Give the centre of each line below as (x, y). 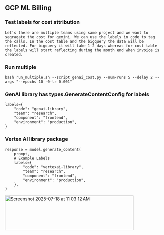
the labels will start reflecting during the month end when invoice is (82, 50)
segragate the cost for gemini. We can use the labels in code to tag (80, 37)
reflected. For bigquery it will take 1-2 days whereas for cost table (81, 46)
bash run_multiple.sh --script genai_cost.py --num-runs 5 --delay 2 (79, 77)
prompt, (22, 154)
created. (14, 54)
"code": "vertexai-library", (53, 167)
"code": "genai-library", (41, 109)
